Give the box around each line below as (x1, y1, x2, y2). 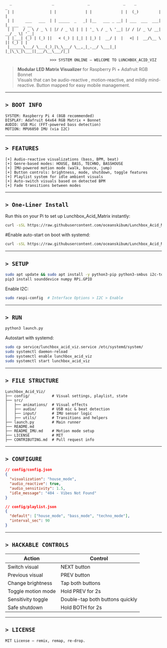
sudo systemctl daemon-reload (5, 349, 68, 354)
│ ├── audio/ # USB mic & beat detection (5, 406, 110, 412)
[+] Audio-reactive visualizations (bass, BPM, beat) (5, 156, 119, 162)
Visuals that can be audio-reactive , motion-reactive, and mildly (17, 77, 148, 83)
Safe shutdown (7, 604, 43, 611)
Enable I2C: (5, 286, 29, 292)
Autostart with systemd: (5, 335, 54, 341)
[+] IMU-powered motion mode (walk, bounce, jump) (5, 165, 112, 170)
